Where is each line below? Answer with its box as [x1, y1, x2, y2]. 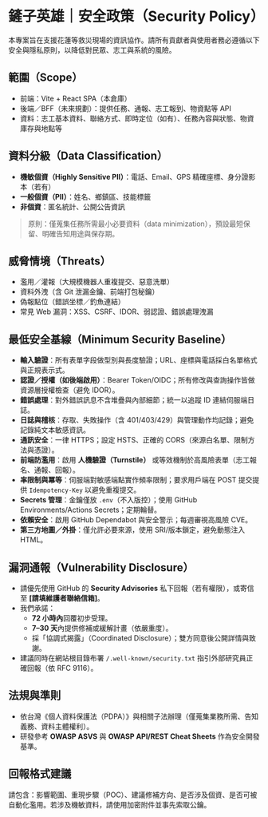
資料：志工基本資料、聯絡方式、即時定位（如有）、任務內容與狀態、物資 [19, 113, 254, 123]
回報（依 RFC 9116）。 [26, 664, 98, 672]
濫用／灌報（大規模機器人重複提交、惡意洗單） [19, 277, 174, 287]
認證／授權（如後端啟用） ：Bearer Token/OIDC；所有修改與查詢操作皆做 [19, 375, 255, 385]
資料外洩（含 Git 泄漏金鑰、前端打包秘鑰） [19, 287, 160, 296]
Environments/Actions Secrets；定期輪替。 [19, 505, 162, 515]
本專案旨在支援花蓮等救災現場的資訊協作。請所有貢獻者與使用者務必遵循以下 [8, 35, 260, 45]
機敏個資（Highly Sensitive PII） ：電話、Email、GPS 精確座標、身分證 [19, 172, 249, 181]
